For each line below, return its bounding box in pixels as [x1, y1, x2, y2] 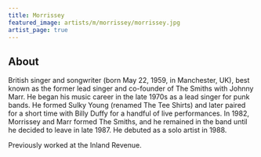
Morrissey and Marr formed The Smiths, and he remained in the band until [8, 117, 248, 127]
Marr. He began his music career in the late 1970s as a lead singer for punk [8, 92, 250, 102]
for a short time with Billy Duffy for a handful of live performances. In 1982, [8, 109, 249, 118]
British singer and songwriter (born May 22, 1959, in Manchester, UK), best [8, 76, 250, 85]
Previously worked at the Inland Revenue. [8, 141, 143, 150]
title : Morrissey [8, 11, 65, 20]
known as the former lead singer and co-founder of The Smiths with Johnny [8, 84, 254, 94]
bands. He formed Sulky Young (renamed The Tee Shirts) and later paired [8, 101, 246, 110]
